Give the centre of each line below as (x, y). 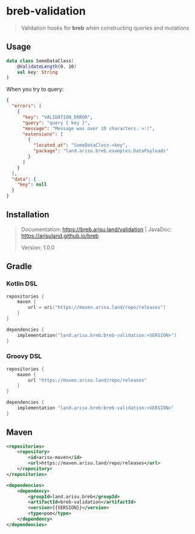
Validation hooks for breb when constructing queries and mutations (105, 28)
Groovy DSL (24, 356)
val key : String (38, 72)
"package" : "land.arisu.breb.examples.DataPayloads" (101, 151)
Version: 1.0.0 (38, 247)
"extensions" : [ (43, 134)
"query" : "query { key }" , (56, 123)
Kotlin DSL (22, 284)
